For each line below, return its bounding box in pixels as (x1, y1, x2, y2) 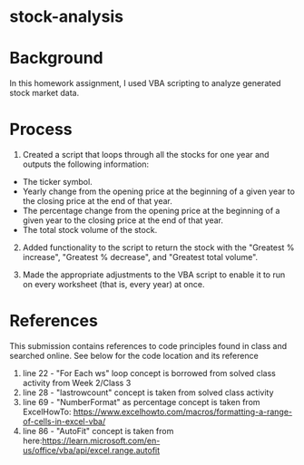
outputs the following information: (22, 159, 150, 170)
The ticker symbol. (22, 177, 93, 188)
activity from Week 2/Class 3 (22, 378, 132, 388)
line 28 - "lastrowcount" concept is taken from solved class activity (22, 387, 274, 398)
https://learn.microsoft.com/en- (42, 435, 161, 446)
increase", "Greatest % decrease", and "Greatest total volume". (22, 252, 259, 263)
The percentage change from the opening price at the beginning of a (22, 206, 280, 217)
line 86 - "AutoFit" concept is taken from (22, 426, 174, 436)
